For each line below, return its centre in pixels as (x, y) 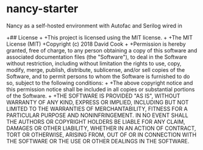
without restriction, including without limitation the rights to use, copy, (94, 63)
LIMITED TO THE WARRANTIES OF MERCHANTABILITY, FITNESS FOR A (97, 109)
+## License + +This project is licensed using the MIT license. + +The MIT (100, 37)
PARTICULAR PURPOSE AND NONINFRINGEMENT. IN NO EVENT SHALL (98, 115)
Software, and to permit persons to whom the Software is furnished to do (98, 76)
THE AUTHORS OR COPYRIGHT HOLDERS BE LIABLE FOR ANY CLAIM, (96, 121)
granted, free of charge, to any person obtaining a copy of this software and (102, 50)
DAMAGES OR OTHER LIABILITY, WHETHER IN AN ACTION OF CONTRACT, (101, 128)
